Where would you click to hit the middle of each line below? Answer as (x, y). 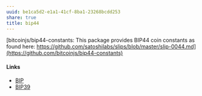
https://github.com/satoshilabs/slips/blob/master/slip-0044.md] (116, 46)
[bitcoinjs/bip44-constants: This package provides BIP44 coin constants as (101, 40)
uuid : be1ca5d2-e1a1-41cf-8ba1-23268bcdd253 (63, 12)
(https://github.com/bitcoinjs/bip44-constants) (65, 53)
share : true (21, 18)
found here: (21, 46)
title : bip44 (23, 23)
